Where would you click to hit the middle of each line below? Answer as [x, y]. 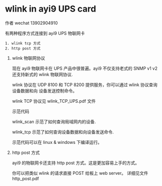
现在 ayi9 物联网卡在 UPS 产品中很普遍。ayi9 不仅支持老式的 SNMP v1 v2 [85, 68]
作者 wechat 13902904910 [31, 23]
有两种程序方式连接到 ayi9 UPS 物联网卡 [45, 33]
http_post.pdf [25, 178]
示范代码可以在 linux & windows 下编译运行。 [57, 142]
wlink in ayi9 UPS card [51, 9]
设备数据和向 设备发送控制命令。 [44, 91]
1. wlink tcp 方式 [23, 43]
